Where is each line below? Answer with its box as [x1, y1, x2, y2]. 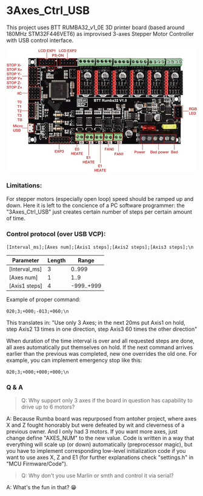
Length [47, 256, 66, 264]
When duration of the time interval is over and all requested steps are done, [6, 337, 195, 344]
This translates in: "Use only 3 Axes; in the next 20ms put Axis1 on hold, [6, 319, 186, 326]
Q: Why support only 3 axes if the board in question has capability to [21, 397, 193, 404]
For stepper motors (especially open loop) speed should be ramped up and [6, 195, 194, 202]
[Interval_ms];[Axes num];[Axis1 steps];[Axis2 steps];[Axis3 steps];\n [6, 244, 194, 251]
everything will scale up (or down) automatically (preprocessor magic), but [6, 441, 193, 448]
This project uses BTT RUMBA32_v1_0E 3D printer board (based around [6, 24, 185, 31]
